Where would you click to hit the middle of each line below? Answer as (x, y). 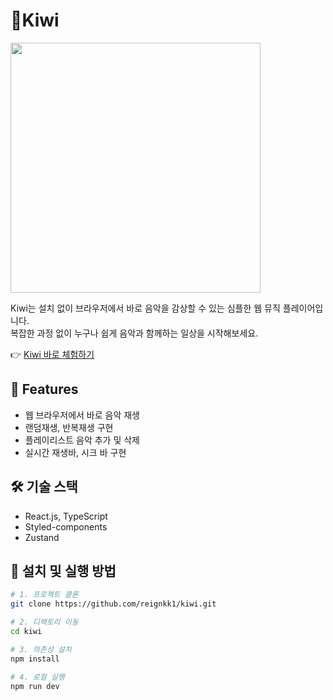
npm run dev (35, 686)
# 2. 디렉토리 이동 (44, 622)
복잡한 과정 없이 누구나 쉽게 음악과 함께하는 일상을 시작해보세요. (134, 333)
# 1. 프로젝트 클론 (44, 595)
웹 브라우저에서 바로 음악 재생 (82, 415)
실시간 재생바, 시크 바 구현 (75, 452)
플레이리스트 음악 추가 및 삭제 (82, 440)
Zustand (42, 537)
